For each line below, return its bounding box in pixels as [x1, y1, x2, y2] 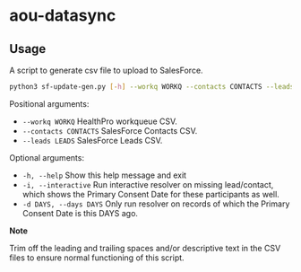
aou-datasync [9, 5, 116, 26]
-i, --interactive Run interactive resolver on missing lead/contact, [21, 179, 274, 189]
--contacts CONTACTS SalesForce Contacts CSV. [21, 125, 198, 136]
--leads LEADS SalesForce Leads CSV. [21, 135, 163, 145]
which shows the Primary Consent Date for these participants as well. [21, 189, 279, 199]
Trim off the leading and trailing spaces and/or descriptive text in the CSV [9, 242, 281, 253]
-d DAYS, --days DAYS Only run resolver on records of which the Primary [21, 198, 290, 209]
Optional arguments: [9, 152, 85, 162]
